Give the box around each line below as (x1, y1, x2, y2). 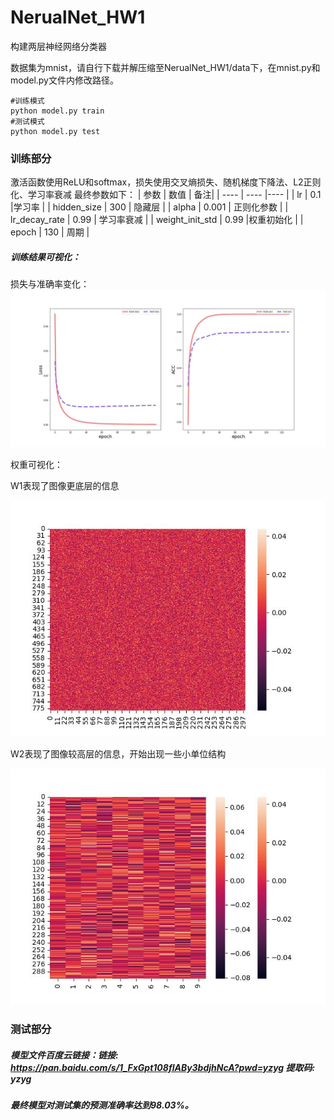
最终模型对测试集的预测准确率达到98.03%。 (10, 1099, 194, 1111)
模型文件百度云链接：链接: (10, 1049, 119, 1061)
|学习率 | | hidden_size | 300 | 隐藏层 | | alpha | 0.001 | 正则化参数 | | (10, 201, 289, 213)
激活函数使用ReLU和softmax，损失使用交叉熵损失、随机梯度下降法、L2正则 (10, 176, 322, 188)
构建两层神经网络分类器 (10, 40, 107, 52)
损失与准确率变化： (10, 278, 90, 290)
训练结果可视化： (10, 251, 81, 263)
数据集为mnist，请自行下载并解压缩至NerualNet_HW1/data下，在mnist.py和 (10, 61, 321, 73)
